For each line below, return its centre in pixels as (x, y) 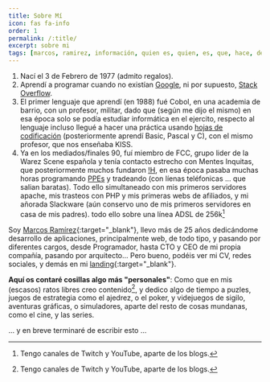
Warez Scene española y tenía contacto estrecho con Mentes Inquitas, (137, 161)
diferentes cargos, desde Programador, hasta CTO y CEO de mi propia (125, 247)
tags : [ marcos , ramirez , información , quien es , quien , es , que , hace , (131, 53)
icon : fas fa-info (39, 23)
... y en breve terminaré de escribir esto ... (78, 331)
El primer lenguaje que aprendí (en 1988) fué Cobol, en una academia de (140, 102)
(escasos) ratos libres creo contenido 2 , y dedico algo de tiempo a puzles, (130, 289)
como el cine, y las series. (51, 315)
